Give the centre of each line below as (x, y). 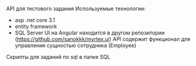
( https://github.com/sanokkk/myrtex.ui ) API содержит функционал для (102, 39)
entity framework (36, 26)
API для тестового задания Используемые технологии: (76, 9)
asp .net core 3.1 (35, 20)
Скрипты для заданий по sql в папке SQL (58, 57)
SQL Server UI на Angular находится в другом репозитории (90, 33)
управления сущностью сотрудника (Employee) (76, 45)
